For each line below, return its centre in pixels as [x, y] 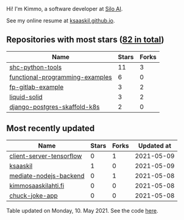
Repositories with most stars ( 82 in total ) [85, 40]
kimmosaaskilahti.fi [37, 185]
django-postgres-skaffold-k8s [55, 107]
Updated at [155, 146]
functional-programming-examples [61, 77]
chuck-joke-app [34, 196]
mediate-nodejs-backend [47, 176]
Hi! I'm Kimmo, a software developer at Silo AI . [65, 9]
